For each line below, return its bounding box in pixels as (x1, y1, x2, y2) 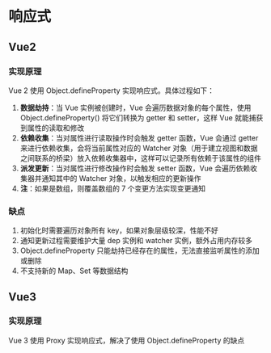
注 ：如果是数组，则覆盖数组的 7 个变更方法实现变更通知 (19, 183, 206, 193)
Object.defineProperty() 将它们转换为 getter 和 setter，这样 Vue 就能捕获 (19, 112, 264, 122)
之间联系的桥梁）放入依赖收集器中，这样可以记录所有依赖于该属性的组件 (19, 153, 261, 162)
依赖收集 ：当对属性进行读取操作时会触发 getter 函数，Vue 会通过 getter (19, 132, 259, 142)
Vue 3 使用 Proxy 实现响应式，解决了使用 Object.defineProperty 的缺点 (8, 335, 245, 345)
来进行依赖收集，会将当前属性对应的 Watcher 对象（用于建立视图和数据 (19, 143, 258, 153)
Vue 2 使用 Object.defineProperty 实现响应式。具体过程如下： (8, 86, 214, 95)
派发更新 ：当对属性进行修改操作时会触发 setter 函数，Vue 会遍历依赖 (19, 163, 251, 173)
